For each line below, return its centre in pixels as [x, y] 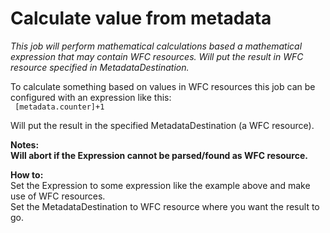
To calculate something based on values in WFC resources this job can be [163, 86]
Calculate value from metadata [141, 18]
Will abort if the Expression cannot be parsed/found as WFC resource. [159, 155]
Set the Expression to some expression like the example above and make [160, 185]
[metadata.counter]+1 [59, 107]
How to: [27, 174]
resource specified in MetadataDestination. [100, 67]
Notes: [25, 144]
